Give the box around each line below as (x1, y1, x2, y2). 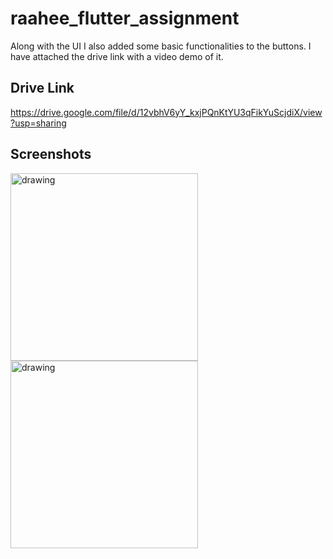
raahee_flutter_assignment (10, 7, 240, 30)
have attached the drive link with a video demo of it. (10, 50, 224, 62)
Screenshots (10, 146, 92, 163)
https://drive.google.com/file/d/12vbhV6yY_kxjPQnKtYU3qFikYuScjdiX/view (10, 106, 323, 118)
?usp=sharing (10, 117, 67, 129)
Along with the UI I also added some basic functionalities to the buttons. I (10, 40, 312, 52)
